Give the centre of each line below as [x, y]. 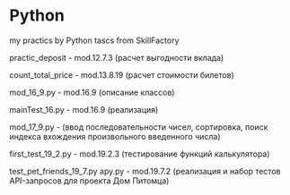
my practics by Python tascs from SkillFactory [94, 40]
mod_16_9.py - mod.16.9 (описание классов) [92, 92]
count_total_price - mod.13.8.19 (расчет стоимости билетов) [122, 75]
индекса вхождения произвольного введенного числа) [115, 136]
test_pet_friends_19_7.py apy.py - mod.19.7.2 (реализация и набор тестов [145, 171]
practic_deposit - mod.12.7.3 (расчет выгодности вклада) [117, 57]
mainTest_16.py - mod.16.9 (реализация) [84, 109]
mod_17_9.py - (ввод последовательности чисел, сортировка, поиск [139, 127]
